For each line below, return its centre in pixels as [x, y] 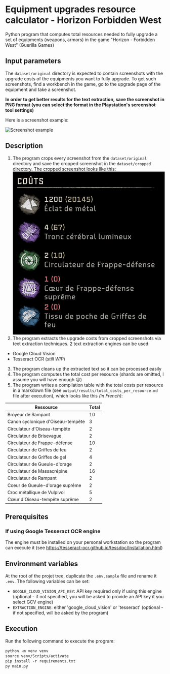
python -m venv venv [27, 651]
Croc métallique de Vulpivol [36, 492]
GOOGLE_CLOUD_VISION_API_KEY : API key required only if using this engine [87, 591]
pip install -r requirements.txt [40, 661]
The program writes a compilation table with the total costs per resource [88, 385]
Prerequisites [27, 517]
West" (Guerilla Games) [30, 45]
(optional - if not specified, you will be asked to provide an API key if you [88, 597]
